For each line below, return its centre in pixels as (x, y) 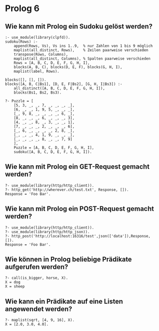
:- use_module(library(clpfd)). (38, 37)
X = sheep (15, 286)
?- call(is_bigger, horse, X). (37, 278)
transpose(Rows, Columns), (41, 54)
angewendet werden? (39, 309)
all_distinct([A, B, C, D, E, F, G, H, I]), (59, 88)
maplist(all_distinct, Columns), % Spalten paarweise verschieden (82, 59)
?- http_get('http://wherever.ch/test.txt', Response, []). (67, 189)
